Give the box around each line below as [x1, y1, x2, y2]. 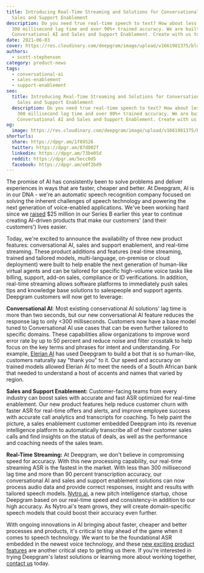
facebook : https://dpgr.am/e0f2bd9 [12, 162, 102, 168]
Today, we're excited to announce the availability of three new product [6, 235, 183, 242]
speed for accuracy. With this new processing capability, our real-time [6, 458, 182, 465]
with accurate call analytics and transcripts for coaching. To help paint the [6, 414, 192, 421]
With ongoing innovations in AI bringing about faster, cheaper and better [6, 521, 187, 529]
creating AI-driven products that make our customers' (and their [6, 217, 167, 224]
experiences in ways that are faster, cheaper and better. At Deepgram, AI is [6, 185, 194, 192]
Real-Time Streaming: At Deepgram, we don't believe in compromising [6, 451, 185, 459]
